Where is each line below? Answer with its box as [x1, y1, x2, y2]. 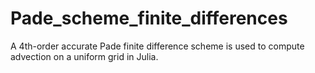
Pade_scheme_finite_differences [10, 7, 288, 30]
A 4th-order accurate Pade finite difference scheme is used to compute [10, 40, 305, 52]
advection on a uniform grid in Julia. [10, 50, 159, 62]
